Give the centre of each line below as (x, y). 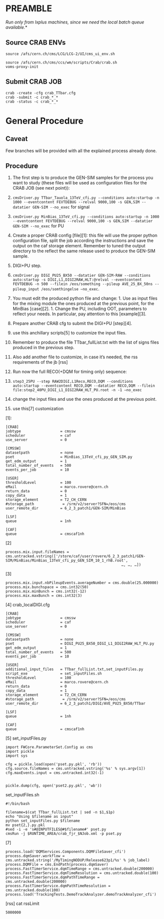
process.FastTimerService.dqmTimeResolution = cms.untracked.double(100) (82, 873)
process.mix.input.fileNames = (37, 552)
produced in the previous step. (43, 348)
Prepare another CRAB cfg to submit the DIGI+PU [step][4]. (72, 324)
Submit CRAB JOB (34, 82)
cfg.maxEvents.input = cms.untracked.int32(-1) (55, 773)
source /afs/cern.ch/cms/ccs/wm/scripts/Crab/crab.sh (61, 62)
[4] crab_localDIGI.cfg (28, 605)
